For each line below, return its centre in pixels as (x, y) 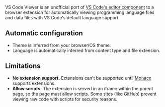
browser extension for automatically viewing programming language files (80, 12)
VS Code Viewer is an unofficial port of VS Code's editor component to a (80, 7)
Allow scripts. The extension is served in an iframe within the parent (82, 88)
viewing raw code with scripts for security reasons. (65, 99)
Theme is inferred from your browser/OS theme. (62, 45)
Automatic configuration (44, 33)
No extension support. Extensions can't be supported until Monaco (82, 78)
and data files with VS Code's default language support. (63, 18)
